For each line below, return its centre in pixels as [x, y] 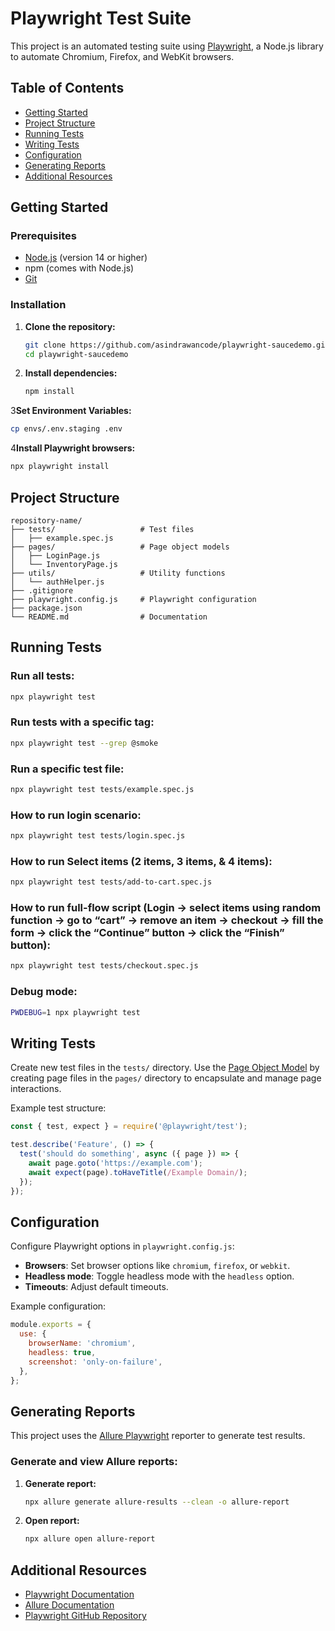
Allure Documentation [69, 1605]
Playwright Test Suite [101, 18]
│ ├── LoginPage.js [55, 555]
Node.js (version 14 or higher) [86, 258]
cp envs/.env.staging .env [66, 429]
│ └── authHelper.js [57, 582]
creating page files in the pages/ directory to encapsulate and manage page [166, 1078]
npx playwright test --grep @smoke [84, 743]
